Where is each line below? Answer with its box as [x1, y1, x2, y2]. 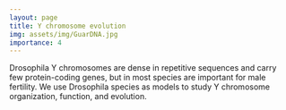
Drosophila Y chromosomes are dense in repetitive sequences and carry [9, 63, 277, 73]
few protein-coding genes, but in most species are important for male [9, 72, 266, 83]
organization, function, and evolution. [9, 91, 147, 102]
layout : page [9, 13, 58, 22]
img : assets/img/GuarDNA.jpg [9, 30, 118, 38]
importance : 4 [9, 38, 63, 47]
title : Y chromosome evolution [9, 21, 126, 30]
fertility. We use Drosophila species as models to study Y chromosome [9, 81, 271, 92]
